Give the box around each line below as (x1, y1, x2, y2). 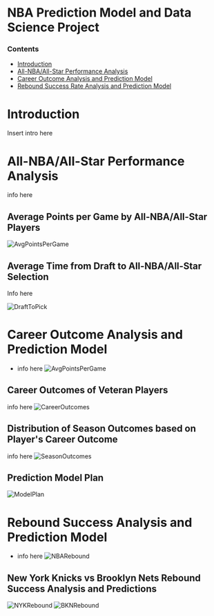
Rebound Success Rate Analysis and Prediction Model (17, 82, 171, 91)
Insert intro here (7, 129, 53, 138)
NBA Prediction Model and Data (7, 5, 192, 21)
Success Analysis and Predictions (7, 583, 157, 595)
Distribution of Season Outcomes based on (7, 423, 197, 435)
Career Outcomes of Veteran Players (7, 384, 168, 396)
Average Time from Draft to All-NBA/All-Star (7, 260, 202, 272)
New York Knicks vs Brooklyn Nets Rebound (7, 572, 202, 584)
